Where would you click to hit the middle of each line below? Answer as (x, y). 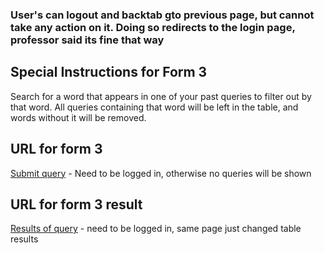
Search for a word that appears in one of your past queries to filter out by (161, 96)
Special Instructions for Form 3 (109, 72)
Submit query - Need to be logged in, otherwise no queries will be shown (161, 173)
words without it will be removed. (78, 117)
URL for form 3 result (76, 204)
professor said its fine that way (87, 40)
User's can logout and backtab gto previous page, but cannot (162, 15)
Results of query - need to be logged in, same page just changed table (156, 229)
